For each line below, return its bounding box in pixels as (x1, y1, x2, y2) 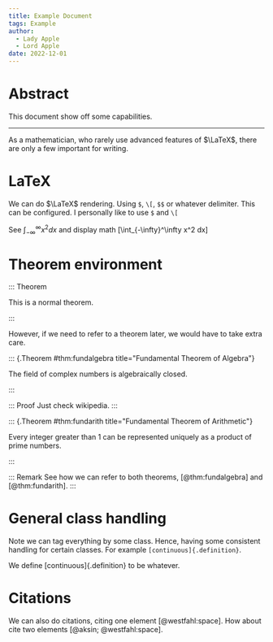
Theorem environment (8, 255, 162, 273)
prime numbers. (8, 440, 62, 451)
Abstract (8, 85, 69, 103)
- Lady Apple (15, 34, 60, 43)
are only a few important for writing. (8, 143, 128, 153)
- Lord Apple (15, 42, 60, 50)
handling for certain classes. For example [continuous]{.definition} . (8, 545, 242, 555)
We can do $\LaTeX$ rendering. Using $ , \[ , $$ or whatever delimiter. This (8, 198, 256, 208)
